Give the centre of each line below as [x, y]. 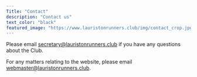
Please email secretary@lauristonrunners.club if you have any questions [93, 44]
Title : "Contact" [27, 11]
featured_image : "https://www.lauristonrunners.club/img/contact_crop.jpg [99, 28]
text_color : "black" [31, 22]
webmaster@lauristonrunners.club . [48, 68]
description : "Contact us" [39, 17]
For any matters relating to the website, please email [69, 62]
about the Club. [25, 51]
